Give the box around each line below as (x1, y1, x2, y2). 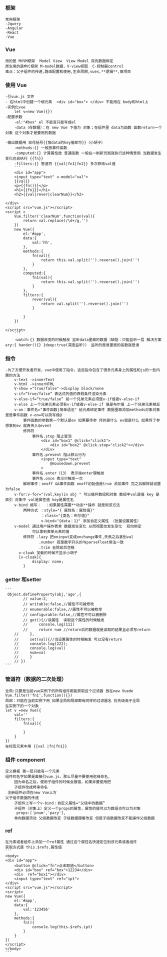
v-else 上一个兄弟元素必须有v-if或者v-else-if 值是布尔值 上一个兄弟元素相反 (14, 402, 160, 407)
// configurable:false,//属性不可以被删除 (23, 612, 107, 617)
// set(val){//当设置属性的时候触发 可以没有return (14, 637, 122, 642)
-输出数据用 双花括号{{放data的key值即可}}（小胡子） (5, 140, 105, 145)
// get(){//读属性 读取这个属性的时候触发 (23, 617, 104, 623)
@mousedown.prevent (49, 461, 91, 466)
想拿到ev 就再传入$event (5, 423, 51, 428)
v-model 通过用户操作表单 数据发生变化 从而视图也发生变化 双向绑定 (14, 524, 141, 529)
